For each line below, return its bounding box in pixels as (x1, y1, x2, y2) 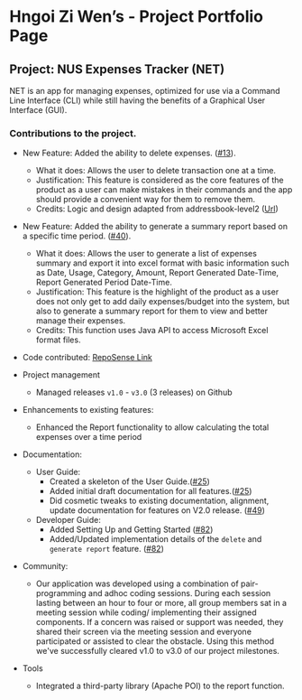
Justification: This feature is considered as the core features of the (35, 174, 284, 186)
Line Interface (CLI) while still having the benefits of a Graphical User (9, 95, 266, 106)
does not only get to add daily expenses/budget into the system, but (35, 296, 290, 307)
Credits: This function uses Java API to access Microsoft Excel (35, 325, 269, 336)
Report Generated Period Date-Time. (35, 277, 173, 288)
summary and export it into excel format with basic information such (35, 257, 290, 268)
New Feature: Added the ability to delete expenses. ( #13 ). (22, 147, 236, 159)
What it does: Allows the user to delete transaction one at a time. (35, 165, 277, 176)
